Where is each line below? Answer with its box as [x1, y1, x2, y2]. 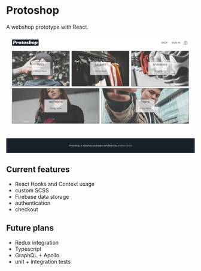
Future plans [6, 223, 54, 233]
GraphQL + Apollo [14, 251, 60, 258]
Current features [6, 165, 70, 175]
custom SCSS [14, 186, 49, 194]
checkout [14, 205, 38, 213]
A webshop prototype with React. [6, 23, 89, 30]
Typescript [14, 245, 42, 252]
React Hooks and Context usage [14, 180, 95, 187]
